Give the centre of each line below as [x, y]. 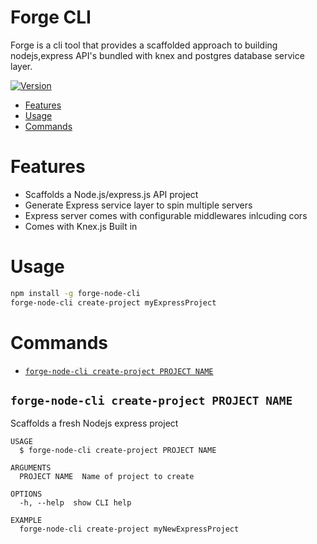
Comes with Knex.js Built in [81, 226]
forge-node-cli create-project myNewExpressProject [129, 529]
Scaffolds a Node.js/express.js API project [111, 194]
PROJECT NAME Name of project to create [107, 477]
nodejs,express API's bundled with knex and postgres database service [157, 55]
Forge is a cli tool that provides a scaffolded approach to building [144, 45]
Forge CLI [51, 17]
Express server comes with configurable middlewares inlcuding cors [166, 215]
